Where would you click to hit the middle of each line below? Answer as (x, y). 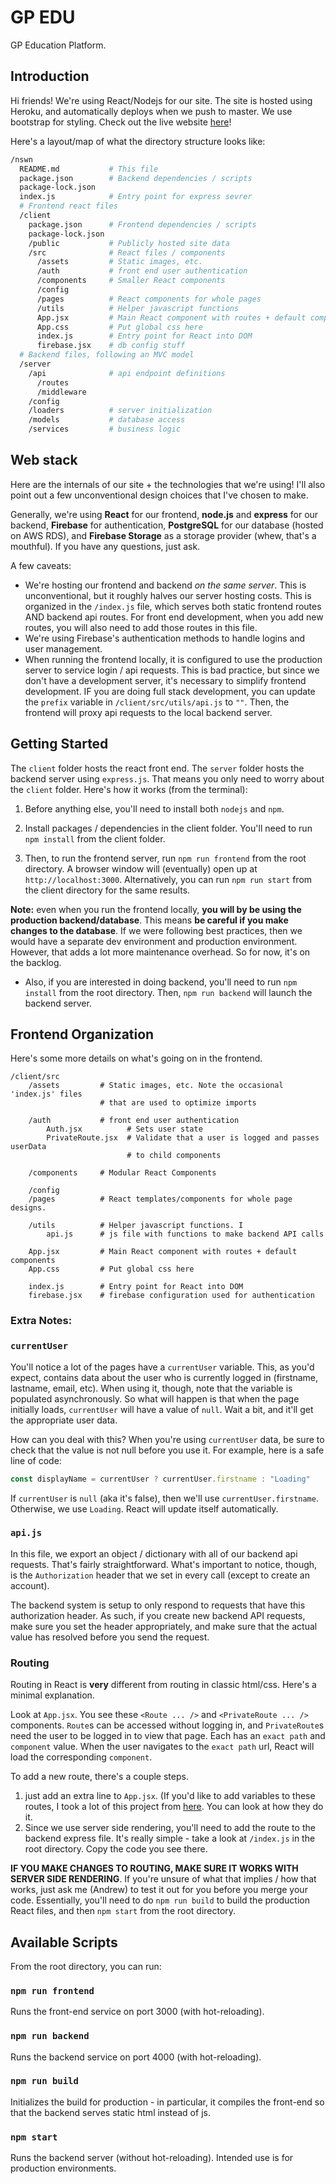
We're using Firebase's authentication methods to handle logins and (165, 638)
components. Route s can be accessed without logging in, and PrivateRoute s (167, 1725)
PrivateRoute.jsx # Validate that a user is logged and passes (183, 1138)
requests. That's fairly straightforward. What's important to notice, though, (164, 1564)
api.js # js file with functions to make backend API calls (185, 1234)
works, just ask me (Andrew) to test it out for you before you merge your (159, 1890)
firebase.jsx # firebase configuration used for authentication (171, 1296)
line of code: (36, 1460)
